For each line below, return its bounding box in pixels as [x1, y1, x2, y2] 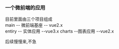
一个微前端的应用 [5, 4, 46, 11]
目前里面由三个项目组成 [5, 16, 52, 22]
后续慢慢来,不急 [5, 39, 37, 45]
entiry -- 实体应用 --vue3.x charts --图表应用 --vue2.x [5, 28, 114, 34]
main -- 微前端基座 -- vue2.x [5, 22, 63, 28]
